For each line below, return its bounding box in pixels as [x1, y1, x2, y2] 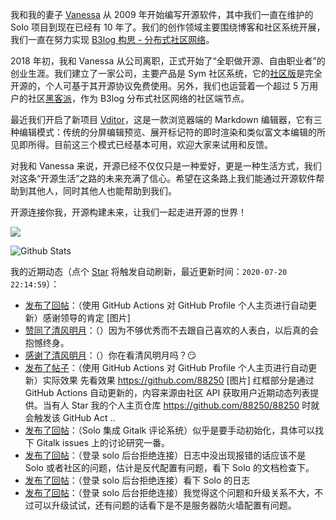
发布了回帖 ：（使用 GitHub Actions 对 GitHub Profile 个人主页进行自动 [24, 299, 308, 311]
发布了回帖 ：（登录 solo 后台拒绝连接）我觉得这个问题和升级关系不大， [24, 487, 315, 498]
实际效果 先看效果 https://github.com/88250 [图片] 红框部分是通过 [42, 374, 315, 386]
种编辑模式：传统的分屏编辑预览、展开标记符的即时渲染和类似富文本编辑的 [10, 126, 317, 138]
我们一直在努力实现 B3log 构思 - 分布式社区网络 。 [10, 34, 215, 45]
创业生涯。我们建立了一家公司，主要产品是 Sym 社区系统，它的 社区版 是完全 [10, 68, 323, 79]
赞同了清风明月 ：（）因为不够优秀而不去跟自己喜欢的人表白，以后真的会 [24, 324, 319, 336]
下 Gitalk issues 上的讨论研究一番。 [24, 437, 171, 448]
